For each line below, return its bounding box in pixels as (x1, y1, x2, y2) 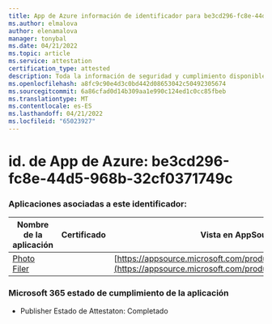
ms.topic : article (8, 49, 70, 58)
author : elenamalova (8, 27, 79, 35)
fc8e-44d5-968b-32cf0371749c (8, 169, 233, 188)
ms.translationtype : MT (8, 95, 89, 103)
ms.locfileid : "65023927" (8, 117, 96, 126)
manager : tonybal (8, 34, 67, 43)
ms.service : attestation (8, 58, 92, 66)
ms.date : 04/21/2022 (8, 42, 79, 50)
